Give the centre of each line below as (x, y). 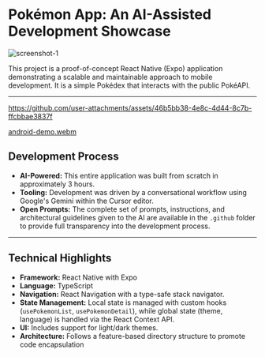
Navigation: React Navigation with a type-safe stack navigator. (122, 294)
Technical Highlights (60, 258)
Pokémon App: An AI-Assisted (110, 15)
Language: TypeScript (56, 285)
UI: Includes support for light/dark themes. (89, 327)
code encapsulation (52, 344)
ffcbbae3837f (30, 116)
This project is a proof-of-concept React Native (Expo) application (116, 68)
